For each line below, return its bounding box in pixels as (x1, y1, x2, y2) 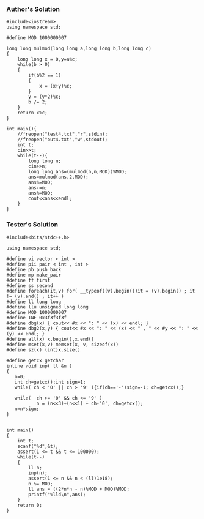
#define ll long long (6, 299, 62, 305)
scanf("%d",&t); (17, 443, 59, 449)
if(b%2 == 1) (28, 72, 62, 78)
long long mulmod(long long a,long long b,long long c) (6, 45, 151, 52)
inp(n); (28, 470, 48, 476)
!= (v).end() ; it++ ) (6, 293, 64, 299)
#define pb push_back (6, 266, 62, 272)
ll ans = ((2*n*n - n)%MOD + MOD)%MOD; (28, 486, 130, 492)
